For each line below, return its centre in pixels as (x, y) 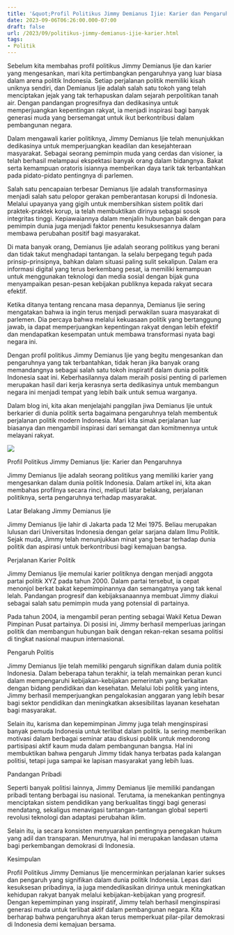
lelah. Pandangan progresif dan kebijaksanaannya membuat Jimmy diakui (113, 596)
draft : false (26, 26)
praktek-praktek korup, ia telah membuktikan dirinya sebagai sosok (104, 211)
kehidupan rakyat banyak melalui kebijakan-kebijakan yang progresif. (107, 895)
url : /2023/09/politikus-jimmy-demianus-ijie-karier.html (93, 33)
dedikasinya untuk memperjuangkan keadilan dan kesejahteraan (99, 146)
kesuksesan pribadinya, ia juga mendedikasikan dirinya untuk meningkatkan (116, 887)
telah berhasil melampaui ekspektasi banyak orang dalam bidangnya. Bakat (115, 160)
